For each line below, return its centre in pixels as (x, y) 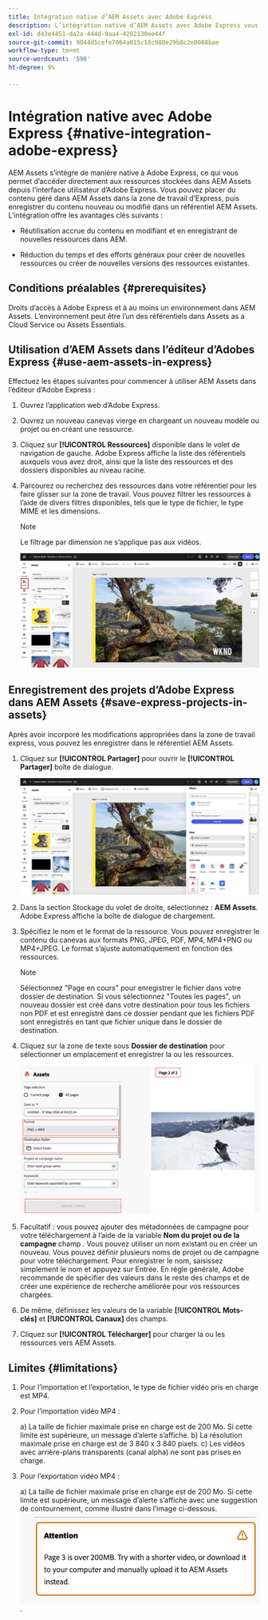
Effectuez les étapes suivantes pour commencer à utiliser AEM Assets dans (132, 381)
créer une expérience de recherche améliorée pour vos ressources (130, 1287)
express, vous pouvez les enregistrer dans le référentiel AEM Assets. (121, 743)
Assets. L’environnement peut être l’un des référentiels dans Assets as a (126, 316)
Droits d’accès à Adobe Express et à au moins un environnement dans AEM (132, 307)
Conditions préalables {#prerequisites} (108, 288)
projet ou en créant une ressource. (77, 429)
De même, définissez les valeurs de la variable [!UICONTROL (120, 1311)
